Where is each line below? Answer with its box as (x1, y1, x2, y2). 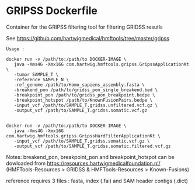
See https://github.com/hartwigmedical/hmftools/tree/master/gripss (6, 34, 169, 42)
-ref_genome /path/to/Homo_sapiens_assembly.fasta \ (13, 82, 145, 88)
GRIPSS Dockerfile (6, 4, 98, 18)
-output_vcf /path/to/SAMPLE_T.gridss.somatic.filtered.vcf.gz (13, 143, 171, 149)
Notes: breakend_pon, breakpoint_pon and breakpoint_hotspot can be (6, 153, 175, 160)
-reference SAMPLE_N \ (13, 77, 69, 82)
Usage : (6, 46, 25, 52)
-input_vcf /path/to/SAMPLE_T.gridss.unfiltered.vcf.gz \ (13, 102, 158, 108)
